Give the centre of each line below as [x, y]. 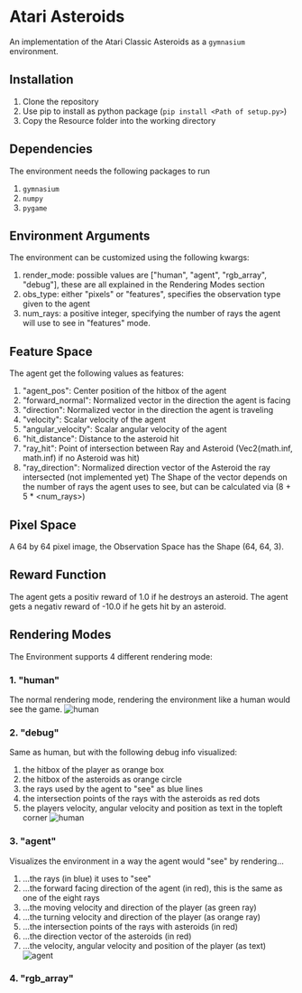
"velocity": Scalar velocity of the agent [94, 420]
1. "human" [35, 679]
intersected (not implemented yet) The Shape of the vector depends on [155, 477]
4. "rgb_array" [41, 979]
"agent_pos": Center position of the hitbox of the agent [124, 391]
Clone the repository [60, 101]
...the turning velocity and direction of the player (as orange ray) [142, 917]
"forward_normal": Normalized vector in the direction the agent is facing [156, 400]
